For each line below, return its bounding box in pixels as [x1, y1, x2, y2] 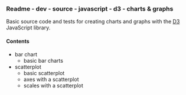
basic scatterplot [23, 69, 65, 76]
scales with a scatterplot [23, 82, 84, 89]
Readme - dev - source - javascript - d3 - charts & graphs [6, 5, 174, 13]
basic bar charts [23, 57, 64, 64]
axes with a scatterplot [23, 76, 79, 83]
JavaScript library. [6, 24, 51, 31]
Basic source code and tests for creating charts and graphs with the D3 [6, 18, 180, 25]
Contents [6, 38, 30, 45]
